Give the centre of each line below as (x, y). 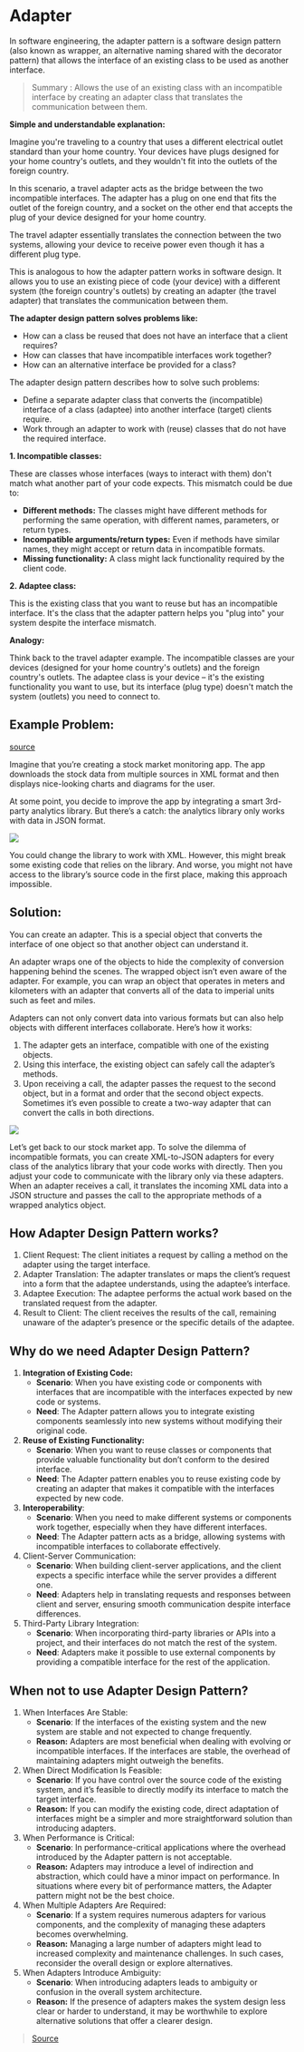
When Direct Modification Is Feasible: (92, 1770)
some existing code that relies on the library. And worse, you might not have (151, 865)
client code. (44, 568)
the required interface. (64, 438)
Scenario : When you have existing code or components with (149, 1383)
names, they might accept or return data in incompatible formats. (143, 549)
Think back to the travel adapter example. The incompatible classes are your (152, 658)
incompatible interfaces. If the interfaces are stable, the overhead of (163, 1751)
